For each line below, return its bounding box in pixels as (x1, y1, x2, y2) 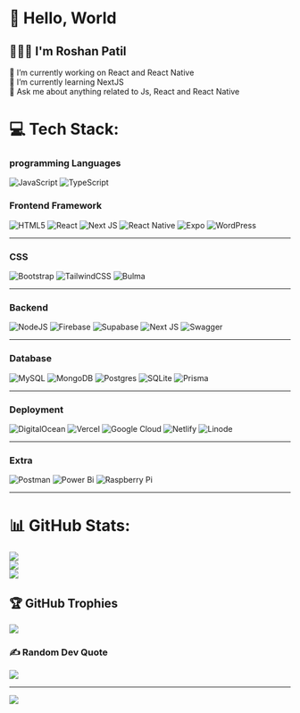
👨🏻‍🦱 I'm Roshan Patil (9, 44, 127, 59)
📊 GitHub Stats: (9, 516, 131, 536)
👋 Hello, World (9, 8, 117, 29)
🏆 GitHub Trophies (9, 595, 119, 610)
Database (9, 352, 52, 365)
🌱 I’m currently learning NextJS (9, 77, 124, 87)
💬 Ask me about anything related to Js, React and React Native (9, 87, 240, 96)
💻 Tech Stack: (9, 120, 120, 139)
